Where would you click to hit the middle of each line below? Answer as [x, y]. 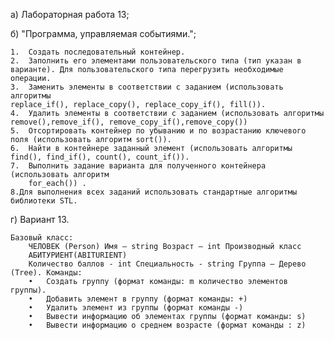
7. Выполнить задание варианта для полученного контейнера [138, 166]
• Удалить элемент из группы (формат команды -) [136, 308]
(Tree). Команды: [46, 273]
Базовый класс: [42, 238]
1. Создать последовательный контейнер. [98, 52]
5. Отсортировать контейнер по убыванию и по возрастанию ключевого [158, 131]
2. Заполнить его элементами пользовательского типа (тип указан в [156, 61]
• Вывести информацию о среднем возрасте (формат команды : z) [167, 325]
